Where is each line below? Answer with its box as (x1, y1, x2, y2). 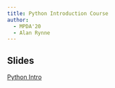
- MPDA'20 (13, 23, 41, 30)
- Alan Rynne (13, 29, 51, 36)
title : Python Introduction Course (7, 10, 109, 17)
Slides (7, 54, 34, 66)
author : (7, 16, 29, 23)
